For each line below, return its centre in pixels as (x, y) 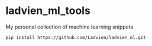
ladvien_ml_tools (48, 11)
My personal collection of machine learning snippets (69, 27)
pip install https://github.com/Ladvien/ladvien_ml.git (76, 37)
